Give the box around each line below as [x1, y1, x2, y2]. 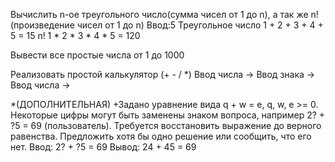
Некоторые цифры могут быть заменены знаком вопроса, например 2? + [10, 109, 326, 121]
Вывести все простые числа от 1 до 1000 [10, 49, 185, 61]
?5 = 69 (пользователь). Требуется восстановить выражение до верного [10, 120, 322, 131]
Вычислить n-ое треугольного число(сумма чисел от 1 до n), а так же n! [10, 9, 319, 20]
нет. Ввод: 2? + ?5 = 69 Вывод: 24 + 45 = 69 [10, 141, 197, 153]
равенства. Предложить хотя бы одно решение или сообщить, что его [10, 130, 312, 142]
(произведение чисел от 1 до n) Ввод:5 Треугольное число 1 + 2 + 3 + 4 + [10, 19, 324, 31]
